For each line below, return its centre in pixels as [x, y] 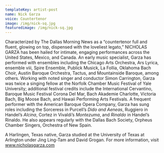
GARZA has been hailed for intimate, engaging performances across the [77, 52]
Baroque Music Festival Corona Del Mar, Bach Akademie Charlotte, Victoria [81, 94]
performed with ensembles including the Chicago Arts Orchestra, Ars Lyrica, [82, 63]
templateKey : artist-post [31, 10]
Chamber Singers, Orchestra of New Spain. [49, 125]
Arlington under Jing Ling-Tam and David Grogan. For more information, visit [82, 140]
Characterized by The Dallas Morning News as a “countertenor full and [76, 42]
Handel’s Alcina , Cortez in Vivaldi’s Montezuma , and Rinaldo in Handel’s [77, 115]
